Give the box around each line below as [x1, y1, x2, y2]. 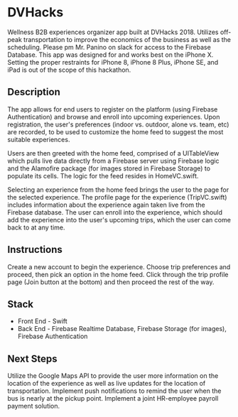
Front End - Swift [17, 317, 67, 325]
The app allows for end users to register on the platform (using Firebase [7, 104, 218, 114]
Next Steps [7, 352, 58, 364]
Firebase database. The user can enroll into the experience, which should [7, 207, 222, 217]
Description [7, 86, 60, 98]
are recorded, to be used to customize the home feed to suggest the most [7, 127, 224, 136]
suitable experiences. [7, 135, 70, 143]
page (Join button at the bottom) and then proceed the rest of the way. [7, 278, 215, 286]
